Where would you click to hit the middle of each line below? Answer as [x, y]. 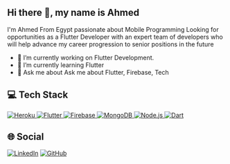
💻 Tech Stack [38, 95]
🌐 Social [26, 137]
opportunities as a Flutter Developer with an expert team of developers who [115, 37]
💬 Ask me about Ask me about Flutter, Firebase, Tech [93, 72]
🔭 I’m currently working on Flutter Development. [86, 57]
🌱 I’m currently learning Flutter [61, 65]
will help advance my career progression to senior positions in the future [110, 44]
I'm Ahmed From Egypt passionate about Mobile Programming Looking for [113, 29]
